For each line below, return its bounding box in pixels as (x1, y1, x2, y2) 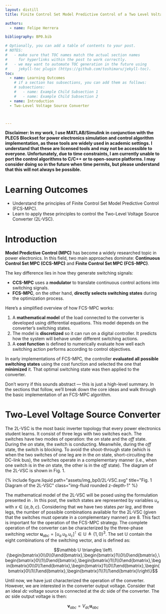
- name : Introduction (9, 99, 54, 104)
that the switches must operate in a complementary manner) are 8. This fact (5, 514, 160, 520)
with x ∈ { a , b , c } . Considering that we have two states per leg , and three (5, 503, 154, 509)
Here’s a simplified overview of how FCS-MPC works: (5, 305, 114, 311)
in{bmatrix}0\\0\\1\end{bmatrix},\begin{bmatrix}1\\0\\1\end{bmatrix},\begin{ (6, 563, 160, 569)
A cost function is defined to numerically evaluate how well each (12, 341, 145, 347)
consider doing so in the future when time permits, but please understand (5, 162, 160, 167)
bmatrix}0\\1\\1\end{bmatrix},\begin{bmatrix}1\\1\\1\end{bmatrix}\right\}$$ (8, 568, 158, 574)
